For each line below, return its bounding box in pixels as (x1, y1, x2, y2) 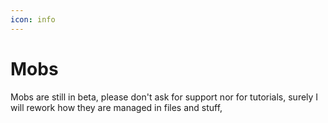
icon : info (10, 14, 56, 25)
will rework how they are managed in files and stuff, (10, 101, 223, 113)
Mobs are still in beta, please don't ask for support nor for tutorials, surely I (10, 91, 319, 103)
